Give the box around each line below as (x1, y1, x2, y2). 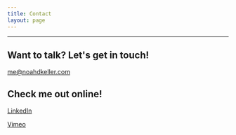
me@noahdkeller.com (7, 68, 71, 76)
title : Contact (7, 10, 52, 17)
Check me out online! (7, 88, 103, 100)
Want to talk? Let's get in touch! (7, 49, 150, 61)
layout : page (7, 17, 46, 24)
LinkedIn (7, 106, 32, 115)
